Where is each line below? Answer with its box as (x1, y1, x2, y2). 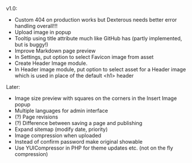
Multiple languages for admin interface (14, 107, 108, 114)
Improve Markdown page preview (14, 47, 96, 54)
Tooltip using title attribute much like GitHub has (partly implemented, (14, 35, 183, 41)
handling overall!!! (14, 23, 58, 29)
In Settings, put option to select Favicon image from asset (14, 54, 154, 60)
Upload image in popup (14, 29, 71, 36)
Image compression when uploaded (14, 132, 101, 139)
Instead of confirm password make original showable (14, 138, 143, 145)
